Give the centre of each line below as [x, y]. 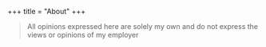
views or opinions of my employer [83, 35]
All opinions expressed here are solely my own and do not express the [143, 26]
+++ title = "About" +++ [47, 11]
